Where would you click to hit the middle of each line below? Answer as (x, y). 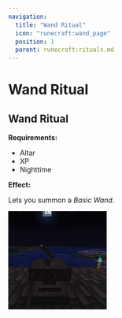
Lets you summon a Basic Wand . (61, 200)
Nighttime (35, 170)
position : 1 (35, 42)
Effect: (20, 185)
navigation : (28, 17)
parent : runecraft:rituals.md (65, 50)
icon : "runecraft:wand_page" (63, 33)
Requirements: (33, 138)
